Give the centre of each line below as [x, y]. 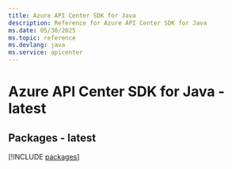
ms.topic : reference [42, 38]
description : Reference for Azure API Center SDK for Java [108, 23]
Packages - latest [52, 138]
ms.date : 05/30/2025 [42, 30]
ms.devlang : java [37, 45]
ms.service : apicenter [46, 52]
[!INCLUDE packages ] [44, 157]
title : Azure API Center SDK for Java [72, 15]
